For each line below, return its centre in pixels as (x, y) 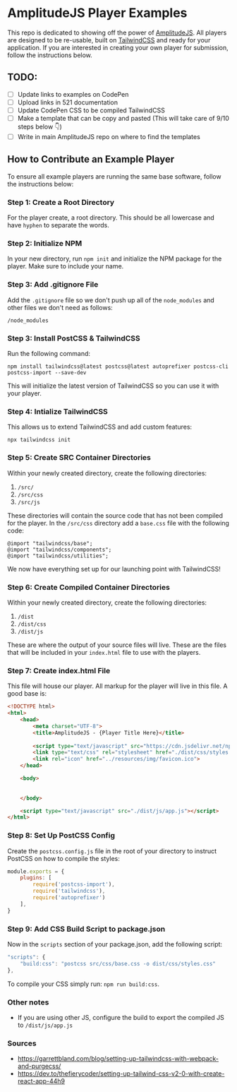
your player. (25, 393)
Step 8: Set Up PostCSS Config (61, 836)
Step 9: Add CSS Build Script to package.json (86, 929)
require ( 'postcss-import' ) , (74, 884)
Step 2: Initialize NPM (45, 244)
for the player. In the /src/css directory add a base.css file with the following (118, 523)
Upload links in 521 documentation (68, 102)
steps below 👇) (39, 126)
